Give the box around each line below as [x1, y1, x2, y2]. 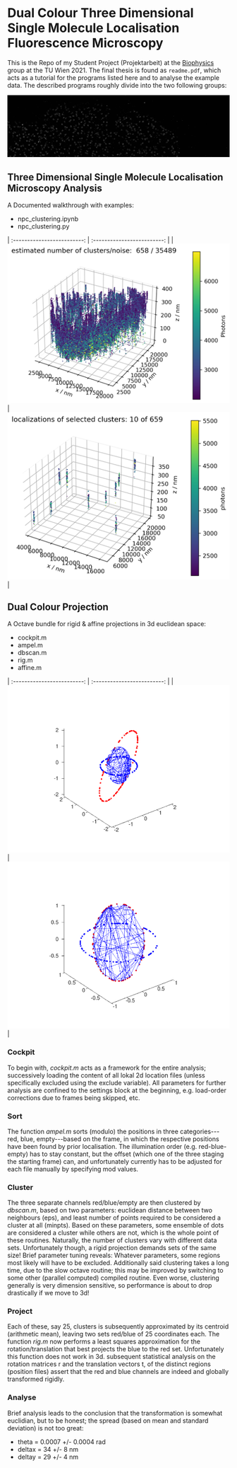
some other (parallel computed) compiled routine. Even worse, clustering [7, 1273, 220, 1282]
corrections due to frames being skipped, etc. [7, 1093, 140, 1102]
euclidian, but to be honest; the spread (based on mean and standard [7, 1416, 209, 1425]
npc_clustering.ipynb [17, 214, 79, 224]
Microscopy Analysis [7, 182, 102, 194]
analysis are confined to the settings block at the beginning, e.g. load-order [7, 1086, 227, 1094]
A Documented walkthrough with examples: [7, 201, 134, 209]
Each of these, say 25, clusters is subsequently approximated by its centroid [7, 1322, 229, 1331]
